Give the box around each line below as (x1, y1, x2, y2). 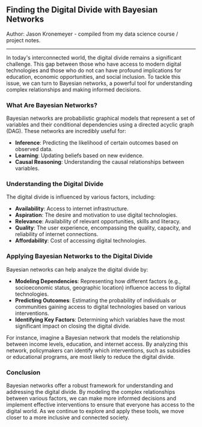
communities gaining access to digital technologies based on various (14, 303, 186, 310)
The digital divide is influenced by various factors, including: (6, 193, 156, 201)
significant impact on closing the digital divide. (14, 322, 130, 329)
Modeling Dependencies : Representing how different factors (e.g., (14, 277, 182, 285)
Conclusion (6, 368, 41, 376)
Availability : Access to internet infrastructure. (14, 205, 129, 213)
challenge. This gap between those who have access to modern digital (6, 60, 182, 67)
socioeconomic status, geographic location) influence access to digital (14, 284, 191, 291)
